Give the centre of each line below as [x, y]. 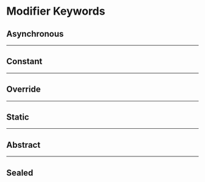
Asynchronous [35, 34]
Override [23, 89]
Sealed [20, 173]
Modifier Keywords [56, 11]
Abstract [23, 145]
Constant [24, 61]
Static [18, 117]
